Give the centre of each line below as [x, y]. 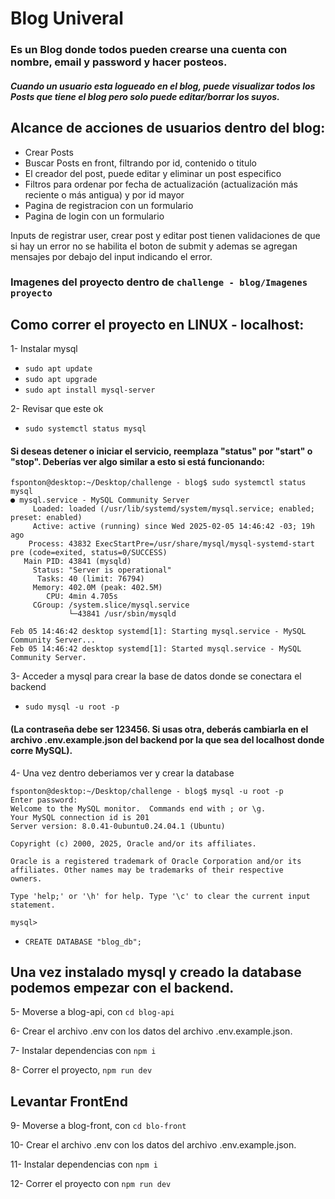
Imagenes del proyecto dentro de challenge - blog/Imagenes [159, 282]
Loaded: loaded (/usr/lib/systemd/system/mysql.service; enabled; [173, 509]
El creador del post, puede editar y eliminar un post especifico [153, 173]
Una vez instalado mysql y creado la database [156, 972]
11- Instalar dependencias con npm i [84, 1164]
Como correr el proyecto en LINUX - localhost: [157, 324]
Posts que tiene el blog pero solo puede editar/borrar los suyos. [145, 96]
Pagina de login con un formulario [94, 216]
